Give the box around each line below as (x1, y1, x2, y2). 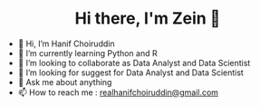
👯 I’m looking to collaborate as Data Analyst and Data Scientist (17, 57, 251, 68)
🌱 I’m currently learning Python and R (17, 47, 158, 58)
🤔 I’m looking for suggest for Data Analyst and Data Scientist (17, 67, 245, 78)
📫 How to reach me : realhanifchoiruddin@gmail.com (17, 86, 219, 98)
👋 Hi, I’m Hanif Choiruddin (17, 38, 115, 49)
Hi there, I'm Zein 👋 (74, 8, 221, 29)
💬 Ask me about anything (17, 76, 112, 87)
